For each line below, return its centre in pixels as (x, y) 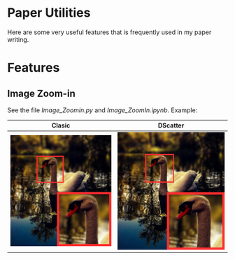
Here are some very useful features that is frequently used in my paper (109, 32)
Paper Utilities (49, 13)
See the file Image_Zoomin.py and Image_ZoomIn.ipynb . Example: (102, 110)
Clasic (61, 125)
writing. (18, 39)
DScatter (171, 125)
